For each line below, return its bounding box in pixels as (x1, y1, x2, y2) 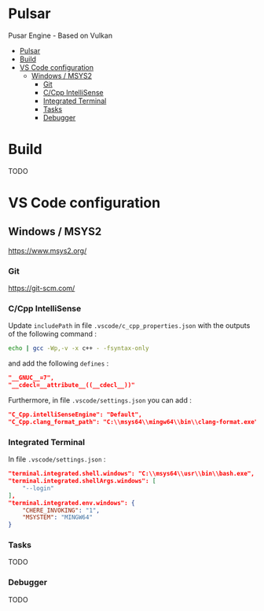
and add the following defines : (8, 359, 109, 368)
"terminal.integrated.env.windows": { (8, 499, 135, 507)
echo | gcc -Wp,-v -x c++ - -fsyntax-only (8, 344, 149, 352)
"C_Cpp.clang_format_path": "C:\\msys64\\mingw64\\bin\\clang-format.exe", (8, 418, 262, 425)
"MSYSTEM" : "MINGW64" (22, 513, 93, 521)
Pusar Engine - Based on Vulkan (8, 31, 112, 40)
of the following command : (8, 329, 97, 339)
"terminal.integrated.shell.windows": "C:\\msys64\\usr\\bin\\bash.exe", (8, 469, 255, 478)
